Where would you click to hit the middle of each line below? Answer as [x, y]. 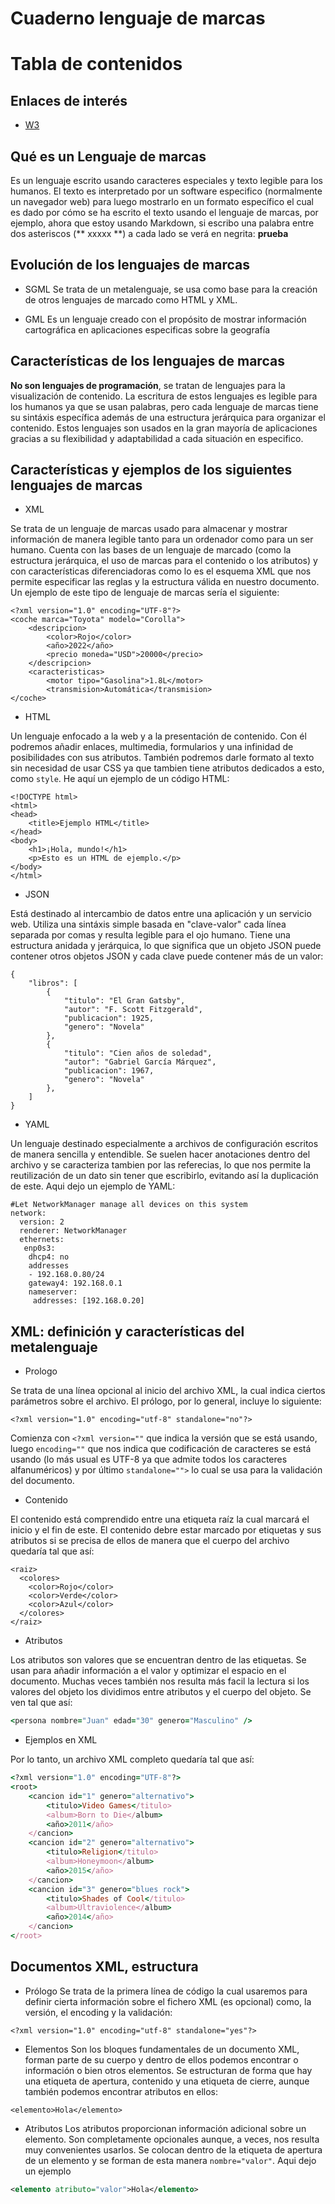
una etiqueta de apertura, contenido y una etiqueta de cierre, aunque [167, 2081]
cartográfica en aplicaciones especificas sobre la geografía [147, 329]
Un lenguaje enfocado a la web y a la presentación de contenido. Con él [158, 736]
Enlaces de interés [69, 100]
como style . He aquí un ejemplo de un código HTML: [120, 779]
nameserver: [53, 1292]
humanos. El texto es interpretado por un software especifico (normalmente [166, 191]
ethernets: [42, 1240]
